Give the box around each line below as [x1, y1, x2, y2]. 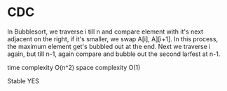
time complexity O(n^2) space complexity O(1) [7, 63, 141, 71]
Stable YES [7, 76, 40, 85]
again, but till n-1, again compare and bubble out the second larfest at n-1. [7, 50, 221, 58]
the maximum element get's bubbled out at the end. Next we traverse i [7, 42, 211, 50]
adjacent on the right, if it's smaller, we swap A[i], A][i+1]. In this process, [7, 34, 219, 43]
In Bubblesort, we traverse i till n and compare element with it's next [7, 27, 204, 36]
